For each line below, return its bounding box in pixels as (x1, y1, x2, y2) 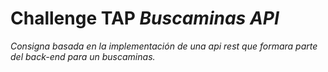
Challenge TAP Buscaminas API (10, 7, 280, 30)
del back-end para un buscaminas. (10, 50, 156, 62)
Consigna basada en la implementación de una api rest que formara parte (10, 40, 318, 52)
